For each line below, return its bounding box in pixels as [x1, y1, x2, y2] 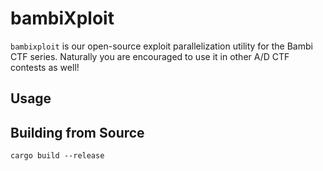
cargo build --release [10, 151, 105, 161]
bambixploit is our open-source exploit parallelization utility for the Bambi [10, 40, 313, 52]
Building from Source [10, 124, 145, 141]
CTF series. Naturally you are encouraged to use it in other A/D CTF [10, 50, 290, 62]
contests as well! [10, 61, 80, 73]
